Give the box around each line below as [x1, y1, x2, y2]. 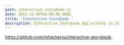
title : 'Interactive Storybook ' [5, 16, 74, 21]
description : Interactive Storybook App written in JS [5, 21, 120, 26]
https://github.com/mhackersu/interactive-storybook [5, 34, 112, 40]
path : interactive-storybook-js [5, 7, 71, 12]
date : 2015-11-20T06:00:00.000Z [5, 12, 71, 17]
